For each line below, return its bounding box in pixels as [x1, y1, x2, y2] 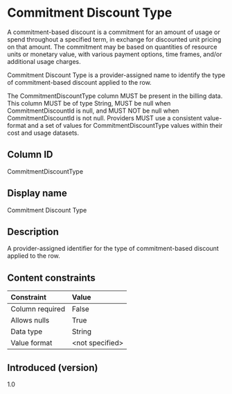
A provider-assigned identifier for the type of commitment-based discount [7, 245, 220, 253]
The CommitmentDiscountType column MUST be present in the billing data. [7, 92, 223, 100]
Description [7, 226, 59, 238]
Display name [7, 188, 67, 199]
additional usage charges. [7, 57, 81, 65]
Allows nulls [10, 315, 50, 325]
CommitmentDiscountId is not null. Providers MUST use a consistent [7, 113, 202, 122]
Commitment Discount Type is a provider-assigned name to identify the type [7, 71, 226, 79]
